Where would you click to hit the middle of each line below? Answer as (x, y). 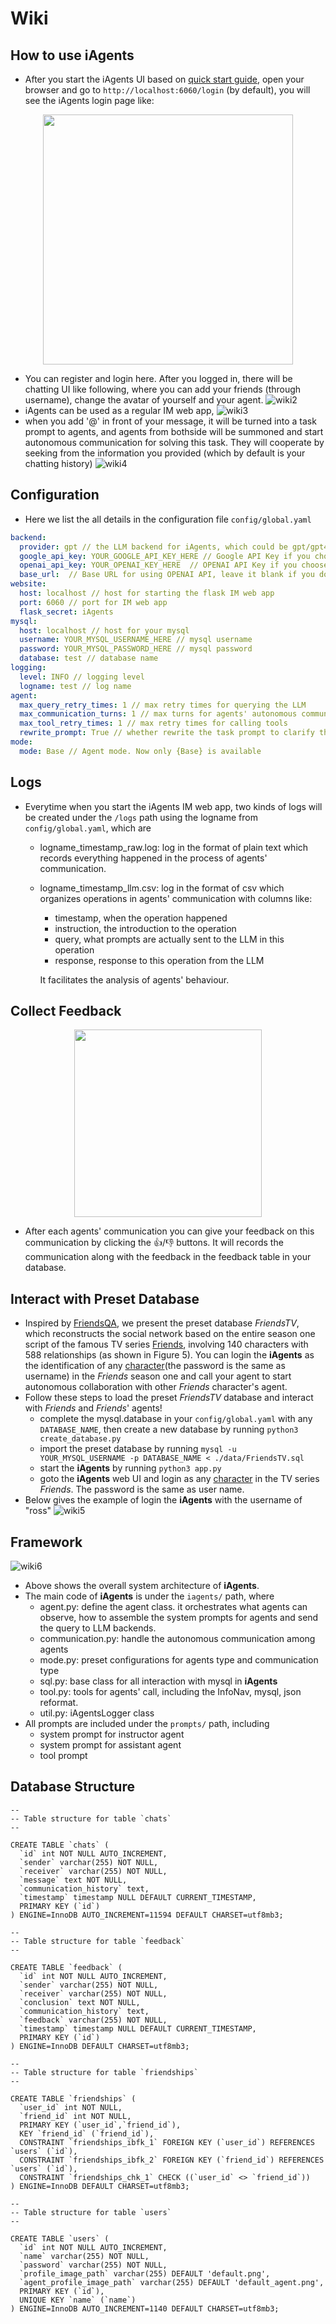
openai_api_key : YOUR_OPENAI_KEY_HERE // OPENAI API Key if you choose (174, 565)
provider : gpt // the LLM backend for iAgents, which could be (153, 547)
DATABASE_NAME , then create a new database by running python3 (169, 1429)
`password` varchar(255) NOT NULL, (93, 2265)
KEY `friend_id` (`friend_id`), (87, 2133)
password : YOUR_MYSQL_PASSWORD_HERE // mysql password (136, 649)
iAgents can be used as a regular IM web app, (119, 410)
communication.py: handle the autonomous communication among (177, 1639)
